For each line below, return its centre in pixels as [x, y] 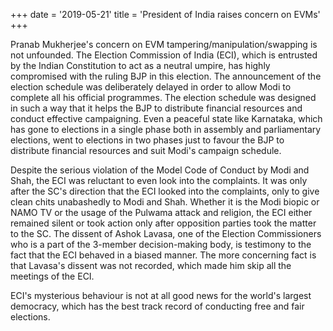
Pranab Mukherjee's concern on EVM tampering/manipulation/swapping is [164, 44]
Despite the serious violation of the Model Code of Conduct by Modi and [160, 170]
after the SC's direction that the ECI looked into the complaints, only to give [165, 191]
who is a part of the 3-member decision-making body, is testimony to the [161, 244]
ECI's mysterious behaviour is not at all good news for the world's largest [161, 295]
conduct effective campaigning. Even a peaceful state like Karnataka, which [166, 118]
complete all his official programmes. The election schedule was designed [163, 97]
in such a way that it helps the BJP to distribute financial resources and [156, 108]
